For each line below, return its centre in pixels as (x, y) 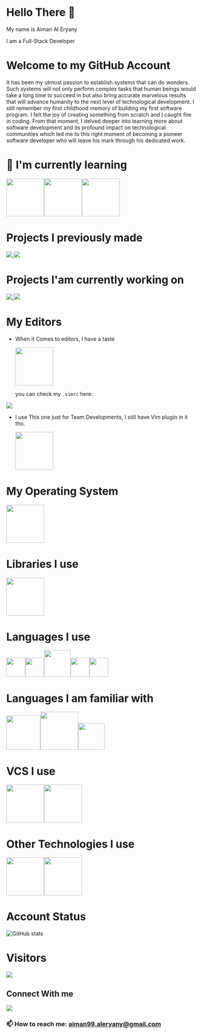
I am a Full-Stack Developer (41, 41)
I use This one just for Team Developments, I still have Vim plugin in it (101, 417)
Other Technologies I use (70, 844)
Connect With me (40, 994)
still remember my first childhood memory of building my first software (94, 108)
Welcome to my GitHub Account (88, 66)
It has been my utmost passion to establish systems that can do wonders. (98, 82)
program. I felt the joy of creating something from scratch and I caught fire (99, 114)
